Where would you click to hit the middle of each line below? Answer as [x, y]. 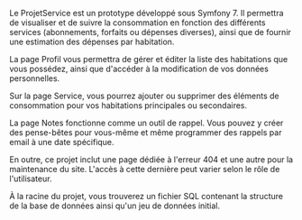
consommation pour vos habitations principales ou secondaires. [128, 105]
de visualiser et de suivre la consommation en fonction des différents [137, 23]
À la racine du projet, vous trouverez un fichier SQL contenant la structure [146, 196]
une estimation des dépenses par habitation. [92, 41]
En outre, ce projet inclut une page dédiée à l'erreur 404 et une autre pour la [151, 160]
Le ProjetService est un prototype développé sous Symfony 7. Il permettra [146, 13]
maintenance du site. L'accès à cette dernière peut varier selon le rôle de [145, 169]
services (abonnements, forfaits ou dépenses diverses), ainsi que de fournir [150, 32]
